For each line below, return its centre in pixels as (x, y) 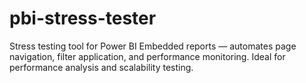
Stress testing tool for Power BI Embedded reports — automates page (153, 46)
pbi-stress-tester (83, 18)
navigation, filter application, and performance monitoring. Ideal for (147, 56)
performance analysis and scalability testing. (101, 67)
